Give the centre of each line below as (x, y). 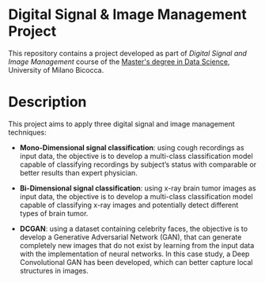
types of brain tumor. (54, 213)
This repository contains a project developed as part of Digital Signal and (128, 53)
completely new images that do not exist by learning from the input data (137, 245)
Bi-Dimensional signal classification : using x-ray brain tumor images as (138, 188)
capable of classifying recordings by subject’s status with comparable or (138, 164)
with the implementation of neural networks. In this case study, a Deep (134, 254)
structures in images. (54, 270)
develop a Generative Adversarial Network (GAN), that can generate (131, 237)
